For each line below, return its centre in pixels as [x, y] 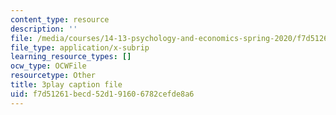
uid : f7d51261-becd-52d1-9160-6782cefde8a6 [102, 94]
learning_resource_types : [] [71, 57]
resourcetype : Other [53, 76]
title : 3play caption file [66, 85]
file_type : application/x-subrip [80, 47]
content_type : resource [60, 19]
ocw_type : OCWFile [48, 66]
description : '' [44, 29]
